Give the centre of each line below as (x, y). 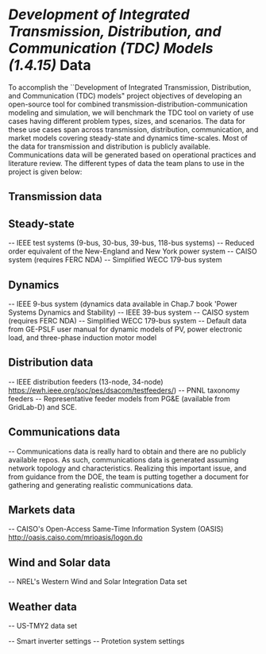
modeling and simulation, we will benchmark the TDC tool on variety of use (131, 112)
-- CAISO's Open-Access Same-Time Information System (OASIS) (116, 529)
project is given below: (45, 172)
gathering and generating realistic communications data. (100, 485)
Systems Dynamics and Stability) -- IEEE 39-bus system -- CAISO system (129, 312)
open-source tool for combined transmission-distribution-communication (128, 104)
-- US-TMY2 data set (43, 626)
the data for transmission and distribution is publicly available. (110, 146)
